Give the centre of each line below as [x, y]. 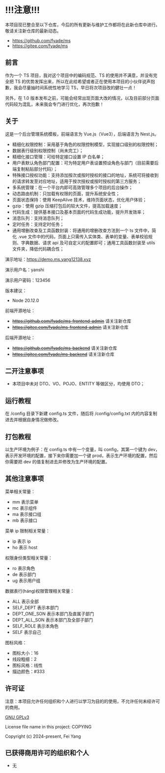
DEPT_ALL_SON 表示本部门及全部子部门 [53, 620]
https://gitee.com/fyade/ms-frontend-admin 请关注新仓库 [70, 327]
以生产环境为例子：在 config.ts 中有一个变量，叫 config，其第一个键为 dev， [82, 449]
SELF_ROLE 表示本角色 [35, 626]
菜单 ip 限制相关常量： [27, 531]
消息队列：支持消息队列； [38, 218]
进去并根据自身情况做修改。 [33, 420]
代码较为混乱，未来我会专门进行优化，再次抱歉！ [55, 104]
